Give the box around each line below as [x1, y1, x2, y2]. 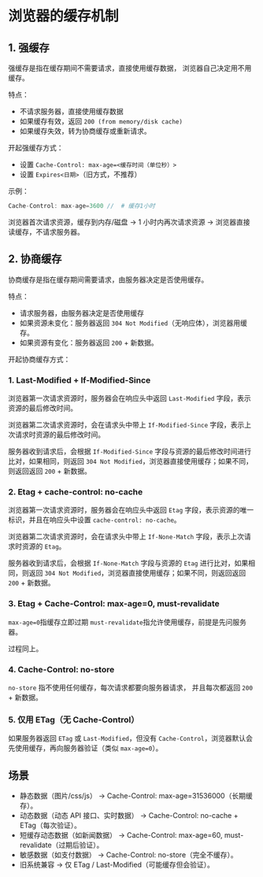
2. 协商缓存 [8, 253, 62, 266]
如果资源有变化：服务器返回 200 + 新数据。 [19, 338, 159, 347]
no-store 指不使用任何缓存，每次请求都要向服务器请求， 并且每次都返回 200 [8, 683, 254, 692]
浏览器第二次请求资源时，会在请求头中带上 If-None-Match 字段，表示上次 [8, 532, 244, 542]
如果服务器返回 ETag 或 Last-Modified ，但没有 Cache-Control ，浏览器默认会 [8, 734, 254, 743]
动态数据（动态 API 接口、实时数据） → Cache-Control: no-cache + [19, 810, 239, 820]
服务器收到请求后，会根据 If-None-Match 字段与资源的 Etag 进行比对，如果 [8, 558, 249, 568]
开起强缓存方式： [8, 143, 64, 152]
